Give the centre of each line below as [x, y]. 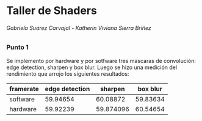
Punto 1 [17, 48]
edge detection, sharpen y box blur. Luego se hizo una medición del [92, 67]
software [22, 99]
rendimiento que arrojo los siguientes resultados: [68, 73]
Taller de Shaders [52, 11]
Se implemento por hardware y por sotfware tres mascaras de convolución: [101, 61]
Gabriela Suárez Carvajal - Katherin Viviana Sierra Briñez [79, 28]
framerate [24, 89]
